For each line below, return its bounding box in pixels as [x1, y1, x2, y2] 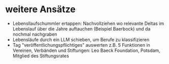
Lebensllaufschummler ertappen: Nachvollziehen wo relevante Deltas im [12, 20, 164, 26]
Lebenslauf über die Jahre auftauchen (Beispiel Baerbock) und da [12, 25, 151, 31]
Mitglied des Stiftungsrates [12, 52, 70, 59]
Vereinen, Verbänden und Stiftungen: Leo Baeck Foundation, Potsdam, [12, 47, 161, 53]
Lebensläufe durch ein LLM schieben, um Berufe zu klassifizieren [12, 37, 150, 43]
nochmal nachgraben [12, 31, 57, 37]
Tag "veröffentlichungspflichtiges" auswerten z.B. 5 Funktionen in [12, 42, 151, 48]
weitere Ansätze [5, 4, 76, 15]
